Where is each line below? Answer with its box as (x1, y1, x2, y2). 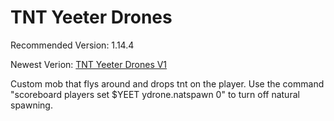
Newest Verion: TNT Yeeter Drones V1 (10, 58, 168, 70)
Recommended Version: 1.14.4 (10, 39, 135, 51)
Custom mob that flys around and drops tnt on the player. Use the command (10, 77, 325, 90)
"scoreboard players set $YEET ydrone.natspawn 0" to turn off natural (10, 88, 300, 100)
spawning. (10, 99, 53, 111)
